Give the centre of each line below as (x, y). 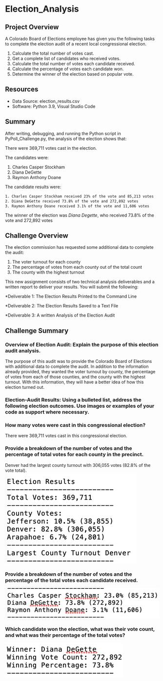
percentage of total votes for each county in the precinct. (74, 455)
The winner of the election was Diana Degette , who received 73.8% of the (80, 215)
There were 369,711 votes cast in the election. (51, 148)
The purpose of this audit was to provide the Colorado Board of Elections (79, 361)
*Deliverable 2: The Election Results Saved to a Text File (62, 306)
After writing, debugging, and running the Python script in (63, 133)
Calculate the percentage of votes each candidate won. (68, 69)
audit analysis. (23, 351)
